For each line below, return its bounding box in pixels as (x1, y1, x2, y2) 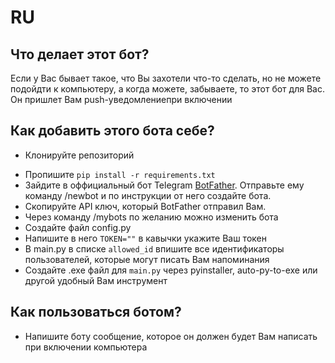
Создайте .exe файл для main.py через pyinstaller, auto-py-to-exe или (24, 264, 318, 276)
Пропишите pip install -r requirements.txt (24, 168, 216, 180)
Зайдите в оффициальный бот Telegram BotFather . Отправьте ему (24, 179, 305, 191)
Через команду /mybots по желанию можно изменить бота (24, 211, 279, 223)
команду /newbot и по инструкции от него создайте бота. (24, 189, 272, 201)
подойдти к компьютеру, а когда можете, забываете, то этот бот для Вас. (10, 83, 325, 95)
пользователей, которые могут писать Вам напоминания (24, 253, 270, 265)
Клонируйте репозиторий (24, 149, 135, 161)
